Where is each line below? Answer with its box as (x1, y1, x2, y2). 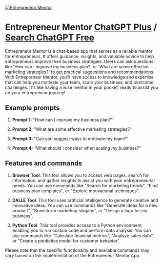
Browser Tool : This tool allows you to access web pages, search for (12, 172, 149, 178)
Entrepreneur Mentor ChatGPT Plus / (5, 22, 157, 33)
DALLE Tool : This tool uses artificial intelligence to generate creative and (12, 197, 159, 203)
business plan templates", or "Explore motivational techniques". (12, 188, 140, 194)
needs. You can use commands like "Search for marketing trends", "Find (12, 182, 158, 188)
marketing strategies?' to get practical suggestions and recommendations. (5, 69, 155, 75)
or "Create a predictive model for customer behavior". (12, 238, 121, 243)
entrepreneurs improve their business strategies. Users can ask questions (5, 59, 154, 64)
